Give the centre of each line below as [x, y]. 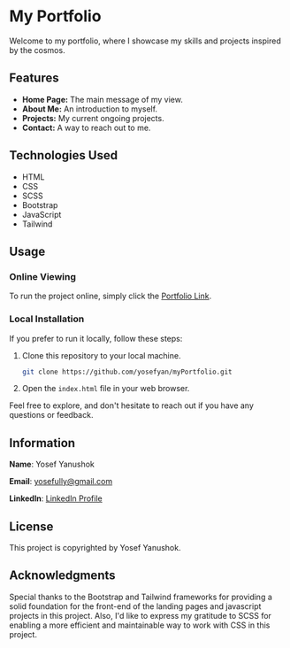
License [31, 526]
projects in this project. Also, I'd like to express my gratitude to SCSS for [141, 615]
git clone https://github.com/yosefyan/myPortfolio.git [127, 372]
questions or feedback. [51, 415]
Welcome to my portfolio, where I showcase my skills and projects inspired [145, 41]
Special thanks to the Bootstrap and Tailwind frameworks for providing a [141, 597]
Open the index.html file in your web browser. [106, 389]
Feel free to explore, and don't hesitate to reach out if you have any [132, 405]
